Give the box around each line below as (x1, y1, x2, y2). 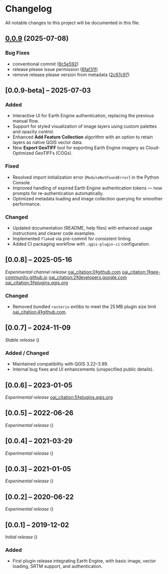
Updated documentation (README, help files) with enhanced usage (12, 225, 153, 231)
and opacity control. (12, 129, 54, 135)
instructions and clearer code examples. (12, 230, 96, 236)
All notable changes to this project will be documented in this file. (5, 20, 140, 26)
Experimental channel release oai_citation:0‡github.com (5, 269, 121, 275)
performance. (12, 201, 41, 207)
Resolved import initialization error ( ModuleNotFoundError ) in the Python (12, 174, 159, 180)
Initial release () (5, 534, 38, 540)
